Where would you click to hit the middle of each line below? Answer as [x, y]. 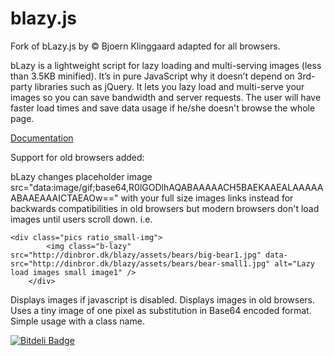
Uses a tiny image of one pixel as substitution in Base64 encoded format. [161, 310]
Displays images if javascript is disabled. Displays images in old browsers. [163, 299]
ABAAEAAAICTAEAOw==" [64, 198]
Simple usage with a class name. [77, 321]
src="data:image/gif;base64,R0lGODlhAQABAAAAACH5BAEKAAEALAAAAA [167, 187]
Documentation [42, 138]
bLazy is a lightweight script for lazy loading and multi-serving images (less [166, 65]
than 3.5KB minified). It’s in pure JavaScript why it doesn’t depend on [152, 76]
